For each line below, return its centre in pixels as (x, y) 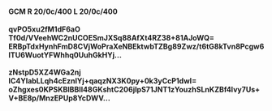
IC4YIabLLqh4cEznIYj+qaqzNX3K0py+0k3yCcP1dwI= (103, 81)
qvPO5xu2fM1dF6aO (45, 29)
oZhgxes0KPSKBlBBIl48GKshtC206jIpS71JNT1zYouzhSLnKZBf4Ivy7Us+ (134, 90)
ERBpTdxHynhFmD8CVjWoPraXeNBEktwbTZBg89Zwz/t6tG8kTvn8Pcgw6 (136, 47)
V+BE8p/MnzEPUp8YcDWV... (60, 98)
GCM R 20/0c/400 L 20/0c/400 (63, 11)
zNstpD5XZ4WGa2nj (45, 72)
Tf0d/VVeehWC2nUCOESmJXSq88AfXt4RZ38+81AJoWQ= (112, 38)
